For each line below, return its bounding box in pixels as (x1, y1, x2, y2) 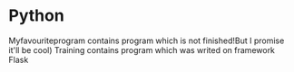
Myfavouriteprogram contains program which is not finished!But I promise (8, 35, 285, 46)
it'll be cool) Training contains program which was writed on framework (8, 44, 276, 55)
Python (8, 5, 64, 26)
